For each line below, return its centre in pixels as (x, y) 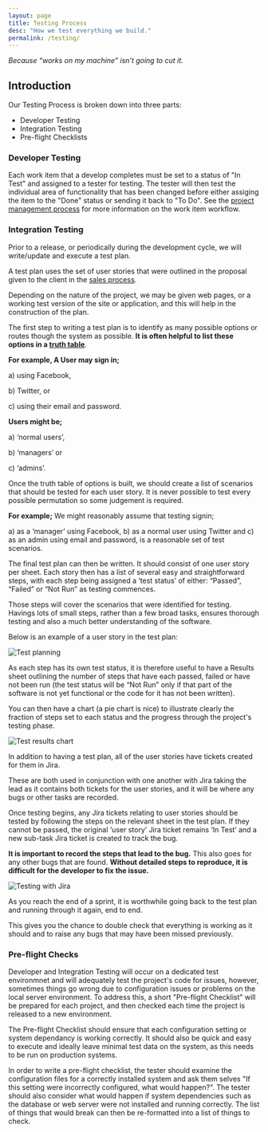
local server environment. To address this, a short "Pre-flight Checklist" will (132, 996)
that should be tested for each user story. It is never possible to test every (130, 492)
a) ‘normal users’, (37, 437)
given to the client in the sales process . (73, 279)
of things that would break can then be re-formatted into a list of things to (129, 1112)
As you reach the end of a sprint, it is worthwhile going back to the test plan (133, 901)
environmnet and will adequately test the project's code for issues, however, (134, 980)
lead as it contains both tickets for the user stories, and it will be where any (131, 788)
